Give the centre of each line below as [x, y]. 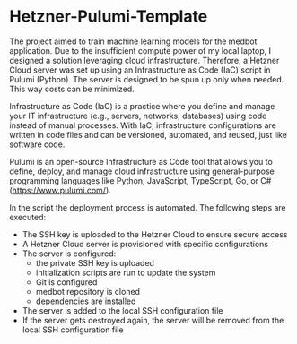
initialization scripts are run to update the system [126, 272]
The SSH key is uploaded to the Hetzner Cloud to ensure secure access [155, 234]
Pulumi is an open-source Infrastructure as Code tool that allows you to [141, 161]
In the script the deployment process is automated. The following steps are [148, 207]
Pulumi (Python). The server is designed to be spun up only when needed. [147, 79]
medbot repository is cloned [88, 291]
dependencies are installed [86, 301]
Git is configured [66, 282]
